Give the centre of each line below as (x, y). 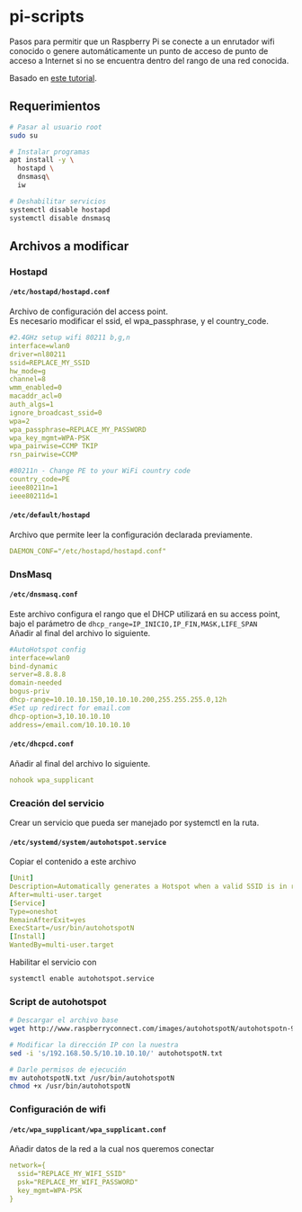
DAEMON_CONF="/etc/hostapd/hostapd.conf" (88, 551)
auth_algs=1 (31, 405)
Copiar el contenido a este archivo (73, 862)
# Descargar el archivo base (64, 1020)
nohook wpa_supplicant (52, 780)
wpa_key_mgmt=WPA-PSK (50, 438)
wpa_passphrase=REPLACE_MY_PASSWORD (78, 429)
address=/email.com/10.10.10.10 (70, 725)
